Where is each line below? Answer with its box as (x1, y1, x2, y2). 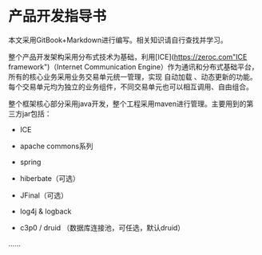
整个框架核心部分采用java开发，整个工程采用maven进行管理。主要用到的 (8, 99, 247, 108)
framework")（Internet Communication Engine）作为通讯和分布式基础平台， (8, 61, 259, 72)
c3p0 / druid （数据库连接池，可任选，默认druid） (19, 222, 185, 232)
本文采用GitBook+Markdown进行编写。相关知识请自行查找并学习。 (8, 35, 228, 45)
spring (19, 157, 42, 167)
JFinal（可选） (19, 190, 68, 200)
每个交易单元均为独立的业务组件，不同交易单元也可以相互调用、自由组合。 (8, 81, 253, 92)
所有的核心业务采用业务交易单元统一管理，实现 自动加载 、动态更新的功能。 (8, 72, 257, 81)
